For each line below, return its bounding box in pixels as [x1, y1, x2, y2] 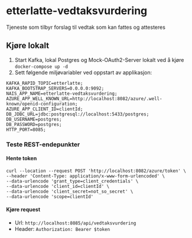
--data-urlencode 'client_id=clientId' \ [6, 183, 110, 189]
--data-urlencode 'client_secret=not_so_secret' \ [6, 189, 134, 194]
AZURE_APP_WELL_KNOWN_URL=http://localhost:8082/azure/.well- [6, 95, 162, 101]
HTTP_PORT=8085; [6, 127, 46, 133]
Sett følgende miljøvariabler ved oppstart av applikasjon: [14, 69, 152, 76]
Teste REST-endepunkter [6, 140, 80, 148]
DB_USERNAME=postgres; [6, 116, 62, 122]
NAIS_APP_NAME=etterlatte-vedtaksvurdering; [6, 90, 118, 97]
